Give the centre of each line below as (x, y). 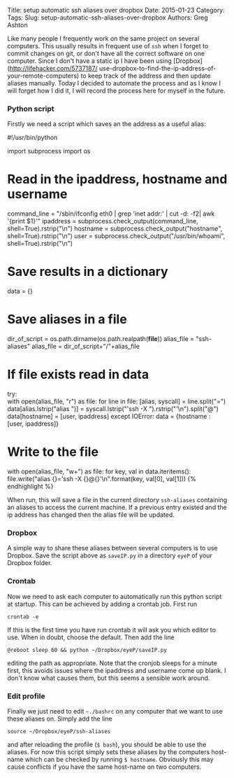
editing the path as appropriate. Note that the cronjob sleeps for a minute (112, 663)
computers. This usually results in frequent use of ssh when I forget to (108, 46)
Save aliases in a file (67, 320)
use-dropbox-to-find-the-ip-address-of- (158, 68)
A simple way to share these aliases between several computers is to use (112, 548)
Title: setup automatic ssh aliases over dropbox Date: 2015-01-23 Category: (116, 10)
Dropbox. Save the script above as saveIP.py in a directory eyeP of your (110, 555)
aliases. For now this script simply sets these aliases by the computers (109, 751)
